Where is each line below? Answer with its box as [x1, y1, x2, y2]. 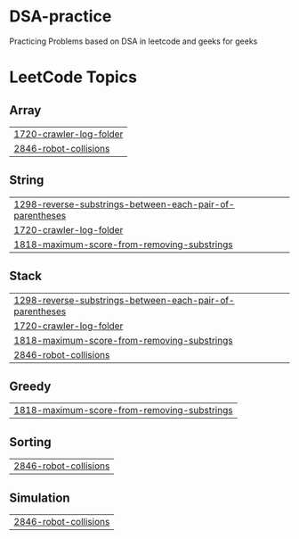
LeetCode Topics [9, 67, 138, 87]
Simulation [9, 490, 70, 505]
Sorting [9, 435, 52, 450]
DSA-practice [9, 6, 112, 27]
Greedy [9, 378, 52, 394]
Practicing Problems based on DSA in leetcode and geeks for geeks [9, 36, 258, 46]
